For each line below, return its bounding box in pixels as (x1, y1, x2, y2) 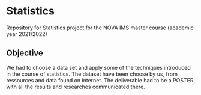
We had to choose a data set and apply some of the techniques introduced (6, 64, 191, 71)
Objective (6, 48, 44, 58)
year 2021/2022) (6, 30, 48, 37)
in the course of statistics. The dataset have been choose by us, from (6, 70, 178, 78)
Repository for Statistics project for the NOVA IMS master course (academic (6, 24, 194, 31)
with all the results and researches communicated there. (6, 83, 145, 90)
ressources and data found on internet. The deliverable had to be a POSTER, (6, 76, 196, 84)
